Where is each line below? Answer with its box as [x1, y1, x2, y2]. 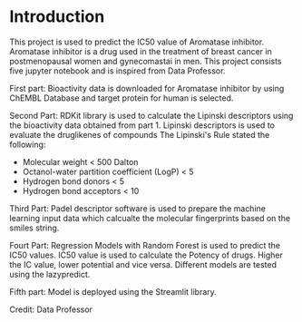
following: [9, 139, 46, 150]
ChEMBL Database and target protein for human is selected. [9, 93, 234, 103]
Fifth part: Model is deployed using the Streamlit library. [9, 286, 218, 297]
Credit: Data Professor [9, 304, 93, 315]
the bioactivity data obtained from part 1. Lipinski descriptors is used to [9, 120, 275, 131]
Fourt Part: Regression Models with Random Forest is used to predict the [9, 239, 281, 250]
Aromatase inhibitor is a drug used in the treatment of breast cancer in [9, 45, 272, 56]
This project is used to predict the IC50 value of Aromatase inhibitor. [9, 36, 265, 47]
